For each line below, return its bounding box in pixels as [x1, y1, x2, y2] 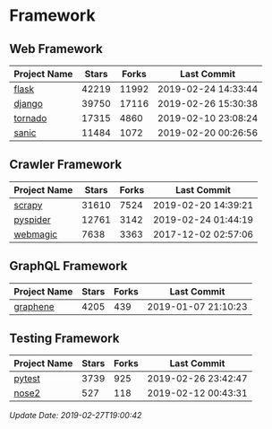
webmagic [13, 228, 58, 241]
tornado [13, 112, 47, 124]
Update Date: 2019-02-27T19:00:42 [9, 410, 142, 421]
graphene [13, 300, 55, 312]
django [13, 98, 43, 109]
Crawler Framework [9, 157, 123, 172]
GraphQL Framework [9, 258, 128, 274]
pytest [13, 372, 40, 385]
